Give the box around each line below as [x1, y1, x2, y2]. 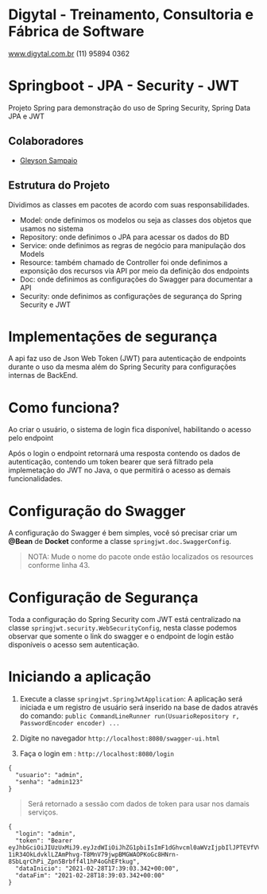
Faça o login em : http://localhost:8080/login [19, 749, 175, 759]
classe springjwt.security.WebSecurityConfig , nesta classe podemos [8, 623, 237, 633]
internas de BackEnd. [8, 371, 78, 380]
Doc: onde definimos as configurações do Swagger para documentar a [19, 274, 253, 284]
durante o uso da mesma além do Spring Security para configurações [8, 362, 237, 371]
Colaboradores [8, 134, 84, 148]
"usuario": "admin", [15, 772, 83, 779]
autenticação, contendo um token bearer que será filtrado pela [8, 457, 214, 467]
